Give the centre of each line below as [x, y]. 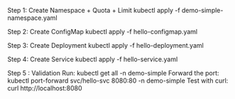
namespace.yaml [33, 18]
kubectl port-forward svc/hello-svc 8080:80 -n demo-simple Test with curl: [118, 80]
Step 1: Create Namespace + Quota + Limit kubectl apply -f [94, 10]
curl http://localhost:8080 [45, 88]
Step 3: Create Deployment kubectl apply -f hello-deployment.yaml [105, 45]
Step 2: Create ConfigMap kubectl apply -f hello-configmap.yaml [102, 32]
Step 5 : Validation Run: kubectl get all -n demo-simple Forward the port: [113, 73]
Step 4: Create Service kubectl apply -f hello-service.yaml [93, 59]
